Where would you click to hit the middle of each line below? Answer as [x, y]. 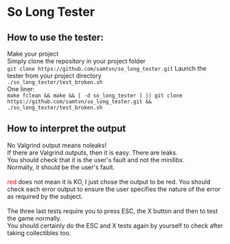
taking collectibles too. [39, 233]
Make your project [33, 54]
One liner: [21, 89]
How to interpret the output [67, 129]
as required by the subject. [45, 196]
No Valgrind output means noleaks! [57, 145]
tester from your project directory [54, 76]
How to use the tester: [56, 37]
